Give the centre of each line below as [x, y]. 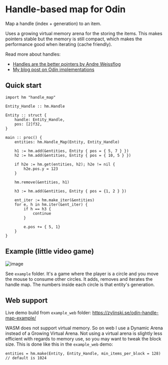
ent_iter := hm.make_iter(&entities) [55, 200]
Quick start [23, 86]
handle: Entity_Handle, [40, 119]
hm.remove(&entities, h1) [42, 182]
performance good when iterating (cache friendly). [59, 44]
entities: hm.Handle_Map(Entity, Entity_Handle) [67, 142]
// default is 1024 [26, 358]
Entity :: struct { [26, 115]
